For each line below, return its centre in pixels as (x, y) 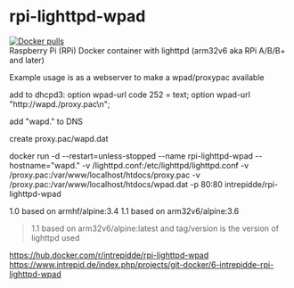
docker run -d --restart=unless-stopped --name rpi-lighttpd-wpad (131, 156)
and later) (27, 60)
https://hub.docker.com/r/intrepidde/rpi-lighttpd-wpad (109, 255)
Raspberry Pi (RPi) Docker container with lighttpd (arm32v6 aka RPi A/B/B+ (147, 50)
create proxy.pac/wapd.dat (59, 138)
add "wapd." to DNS (46, 121)
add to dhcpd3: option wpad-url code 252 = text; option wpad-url (130, 95)
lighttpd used (55, 237)
